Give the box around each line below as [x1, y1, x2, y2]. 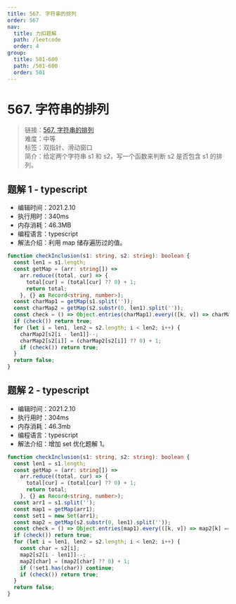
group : [7, 50, 27, 57]
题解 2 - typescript [7, 384, 89, 396]
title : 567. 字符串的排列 [7, 10, 77, 18]
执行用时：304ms [17, 413, 69, 422]
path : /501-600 [13, 62, 58, 69]
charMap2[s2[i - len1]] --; [20, 330, 99, 337]
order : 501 [13, 69, 46, 76]
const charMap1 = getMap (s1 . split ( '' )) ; [13, 298, 133, 305]
